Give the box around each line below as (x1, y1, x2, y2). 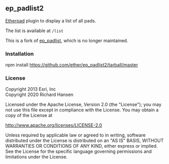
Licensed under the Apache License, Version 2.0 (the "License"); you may (5, 102, 162, 108)
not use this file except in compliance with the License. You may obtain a (5, 107, 159, 113)
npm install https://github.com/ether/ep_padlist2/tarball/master (5, 62, 138, 68)
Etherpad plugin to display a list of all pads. (5, 17, 96, 24)
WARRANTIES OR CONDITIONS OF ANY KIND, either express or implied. (5, 143, 158, 149)
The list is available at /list (5, 28, 64, 34)
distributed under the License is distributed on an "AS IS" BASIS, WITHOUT (5, 137, 164, 144)
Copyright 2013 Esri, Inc (5, 86, 56, 92)
